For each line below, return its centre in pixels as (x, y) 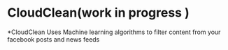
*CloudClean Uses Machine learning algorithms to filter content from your (114, 32)
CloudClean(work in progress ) (99, 13)
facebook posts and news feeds (54, 39)
